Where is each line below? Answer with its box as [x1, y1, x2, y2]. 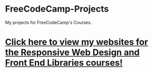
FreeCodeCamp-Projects [5, 3, 109, 15]
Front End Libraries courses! [5, 57, 123, 69]
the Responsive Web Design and [5, 47, 140, 58]
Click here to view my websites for [5, 36, 148, 48]
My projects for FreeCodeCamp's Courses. [5, 19, 92, 25]
